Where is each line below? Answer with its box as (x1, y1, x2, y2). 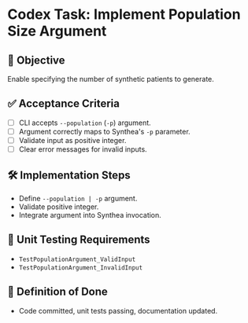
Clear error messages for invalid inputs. (18, 145, 147, 154)
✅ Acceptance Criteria (7, 97, 120, 111)
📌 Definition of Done (7, 285, 108, 299)
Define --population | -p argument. (18, 193, 138, 203)
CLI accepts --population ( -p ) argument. (18, 118, 151, 127)
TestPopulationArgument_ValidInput (18, 255, 136, 263)
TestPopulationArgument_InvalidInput (18, 263, 143, 272)
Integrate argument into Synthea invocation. (18, 210, 162, 219)
